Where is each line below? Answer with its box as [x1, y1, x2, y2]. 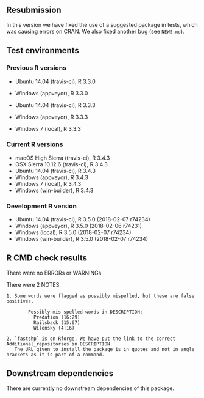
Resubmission [6, 5, 62, 15]
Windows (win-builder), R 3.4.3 [15, 186, 94, 194]
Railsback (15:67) [33, 319, 80, 326]
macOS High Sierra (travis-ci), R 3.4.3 [15, 154, 110, 161]
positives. [6, 298, 34, 304]
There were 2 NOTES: [6, 281, 61, 288]
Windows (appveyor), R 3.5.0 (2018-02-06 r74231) [15, 223, 142, 230]
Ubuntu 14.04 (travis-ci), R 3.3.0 [15, 78, 96, 85]
